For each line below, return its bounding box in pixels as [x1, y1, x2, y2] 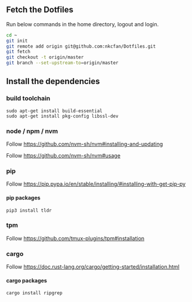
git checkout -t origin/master [6, 54, 84, 60]
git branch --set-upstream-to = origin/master [6, 60, 119, 66]
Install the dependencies [6, 76, 100, 87]
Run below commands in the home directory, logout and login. [6, 20, 159, 27]
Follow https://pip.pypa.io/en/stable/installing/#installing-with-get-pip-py [6, 180, 186, 187]
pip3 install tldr [6, 207, 52, 214]
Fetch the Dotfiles [6, 5, 73, 15]
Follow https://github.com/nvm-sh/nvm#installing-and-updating [6, 140, 163, 148]
